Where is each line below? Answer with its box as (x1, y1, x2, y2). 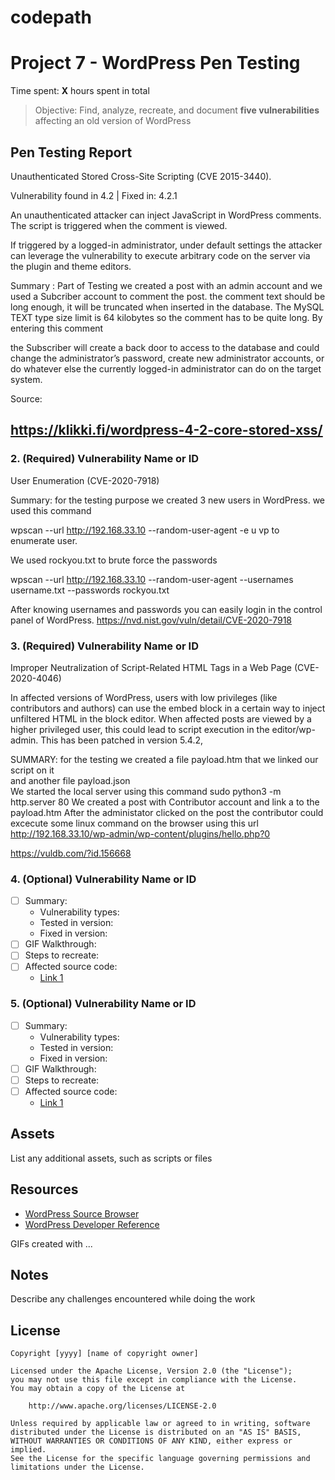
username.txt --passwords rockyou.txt (10, 584, 170, 596)
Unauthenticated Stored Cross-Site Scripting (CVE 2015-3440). (10, 170, 272, 182)
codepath (10, 6, 92, 29)
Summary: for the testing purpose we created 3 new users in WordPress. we (10, 494, 326, 506)
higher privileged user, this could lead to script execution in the (10, 723, 270, 735)
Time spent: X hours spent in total (10, 85, 150, 97)
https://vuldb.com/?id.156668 (10, 847, 132, 859)
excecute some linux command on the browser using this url (10, 817, 259, 829)
